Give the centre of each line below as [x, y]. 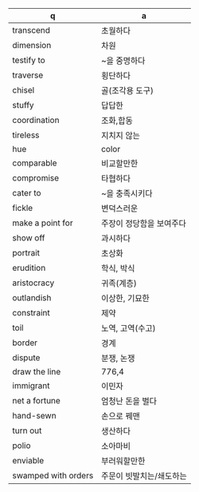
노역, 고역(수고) [129, 328]
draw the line [37, 372]
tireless [26, 135]
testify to [29, 60]
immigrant [31, 385]
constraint [31, 313]
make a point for [43, 223]
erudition [29, 268]
